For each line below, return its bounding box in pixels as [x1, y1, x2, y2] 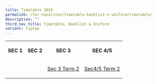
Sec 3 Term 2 [47, 65, 80, 72]
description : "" [5, 17, 39, 22]
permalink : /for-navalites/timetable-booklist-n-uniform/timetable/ [5, 12, 152, 17]
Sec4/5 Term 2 [84, 65, 120, 72]
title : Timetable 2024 [5, 7, 53, 13]
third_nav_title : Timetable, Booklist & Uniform [5, 21, 110, 27]
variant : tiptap [5, 26, 39, 31]
